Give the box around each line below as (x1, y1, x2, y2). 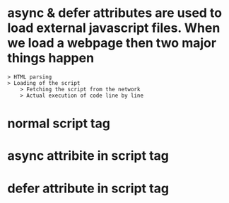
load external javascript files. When (7, 20, 221, 36)
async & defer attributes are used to (7, 5, 223, 21)
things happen (7, 50, 94, 66)
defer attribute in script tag (7, 180, 170, 196)
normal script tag (7, 115, 111, 132)
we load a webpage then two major (7, 35, 217, 51)
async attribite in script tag (7, 148, 170, 164)
